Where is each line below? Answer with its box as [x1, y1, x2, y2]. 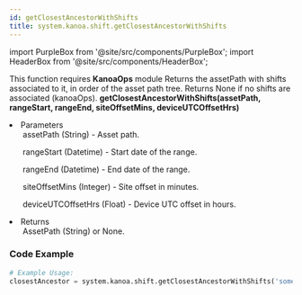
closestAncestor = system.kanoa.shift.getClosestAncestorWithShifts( [9, 276, 276, 286]
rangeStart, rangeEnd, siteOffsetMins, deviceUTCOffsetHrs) [9, 102, 240, 112]
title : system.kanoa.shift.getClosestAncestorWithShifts [9, 22, 227, 31]
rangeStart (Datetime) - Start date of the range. [22, 146, 198, 157]
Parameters [21, 119, 64, 130]
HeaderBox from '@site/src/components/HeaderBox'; [9, 56, 209, 67]
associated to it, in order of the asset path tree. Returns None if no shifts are [9, 83, 291, 94]
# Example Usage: [9, 268, 75, 277]
